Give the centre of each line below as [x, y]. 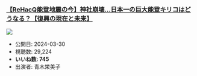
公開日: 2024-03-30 [40, 44]
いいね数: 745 [32, 59]
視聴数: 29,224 [33, 52]
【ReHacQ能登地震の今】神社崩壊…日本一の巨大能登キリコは [95, 9]
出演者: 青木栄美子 [38, 67]
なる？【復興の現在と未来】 [53, 18]
